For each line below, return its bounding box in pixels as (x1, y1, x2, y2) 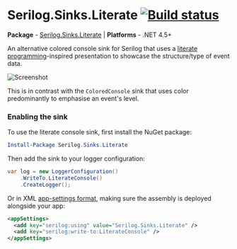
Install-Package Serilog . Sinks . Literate (7, 141, 129, 149)
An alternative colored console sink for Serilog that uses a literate (7, 44, 198, 52)
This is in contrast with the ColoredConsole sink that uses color (7, 86, 189, 95)
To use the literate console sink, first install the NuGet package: (7, 128, 192, 137)
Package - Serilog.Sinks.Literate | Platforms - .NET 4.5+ (7, 30, 172, 39)
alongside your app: (7, 202, 66, 210)
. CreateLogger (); (20, 181, 71, 188)
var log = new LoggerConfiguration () (7, 168, 119, 175)
